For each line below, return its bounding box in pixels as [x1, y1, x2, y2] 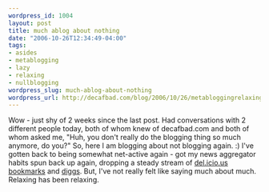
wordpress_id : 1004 [8, 11, 74, 20]
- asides [8, 49, 38, 57]
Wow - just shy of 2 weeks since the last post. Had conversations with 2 [8, 115, 247, 125]
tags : [8, 42, 26, 50]
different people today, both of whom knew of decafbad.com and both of [8, 124, 250, 134]
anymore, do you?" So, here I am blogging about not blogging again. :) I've [8, 141, 255, 150]
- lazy [8, 64, 30, 72]
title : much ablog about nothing [8, 26, 120, 34]
